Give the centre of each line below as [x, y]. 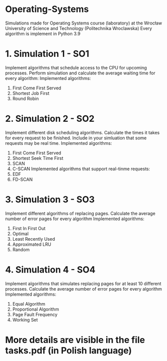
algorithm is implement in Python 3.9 [43, 33]
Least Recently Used [34, 239]
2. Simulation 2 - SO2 [50, 119]
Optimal [20, 234]
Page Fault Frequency [35, 314]
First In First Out [29, 228]
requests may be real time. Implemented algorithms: [59, 143]
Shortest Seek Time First [38, 158]
